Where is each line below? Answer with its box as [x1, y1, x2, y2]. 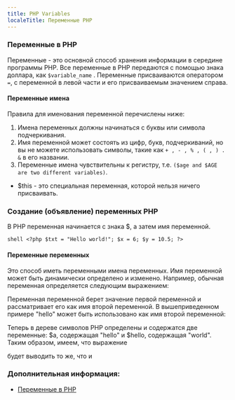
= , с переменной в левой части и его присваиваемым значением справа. [7, 78, 228, 86]
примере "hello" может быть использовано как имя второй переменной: [7, 310, 226, 318]
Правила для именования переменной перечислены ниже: [7, 110, 185, 118]
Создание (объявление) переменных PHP [7, 206, 159, 216]
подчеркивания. [17, 131, 67, 139]
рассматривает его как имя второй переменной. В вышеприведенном [7, 302, 220, 310]
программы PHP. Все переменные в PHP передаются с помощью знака [7, 63, 224, 71]
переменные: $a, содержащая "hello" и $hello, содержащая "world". [7, 331, 212, 339]
